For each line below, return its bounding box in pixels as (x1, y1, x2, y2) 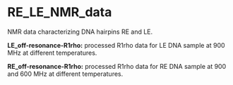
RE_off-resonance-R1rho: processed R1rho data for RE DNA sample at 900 (7, 62, 227, 70)
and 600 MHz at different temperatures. (7, 70, 124, 78)
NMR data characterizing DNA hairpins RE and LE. (7, 27, 153, 36)
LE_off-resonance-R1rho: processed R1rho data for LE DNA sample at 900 (7, 41, 225, 49)
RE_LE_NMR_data (7, 4, 112, 20)
